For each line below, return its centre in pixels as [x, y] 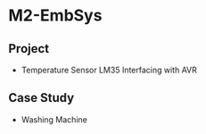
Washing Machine [54, 119]
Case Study [41, 98]
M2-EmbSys [55, 16]
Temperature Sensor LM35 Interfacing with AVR [109, 70]
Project [29, 49]
